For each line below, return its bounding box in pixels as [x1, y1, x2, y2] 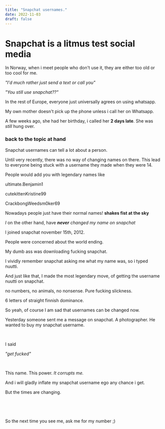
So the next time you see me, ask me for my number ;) [5, 418, 116, 424]
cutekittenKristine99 [5, 190, 46, 196]
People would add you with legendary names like [5, 172, 105, 178]
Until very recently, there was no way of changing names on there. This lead [5, 157, 161, 163]
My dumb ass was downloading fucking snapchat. [5, 248, 108, 254]
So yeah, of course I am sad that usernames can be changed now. [5, 307, 140, 313]
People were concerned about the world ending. [5, 239, 104, 245]
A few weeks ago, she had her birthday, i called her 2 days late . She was [5, 118, 154, 124]
